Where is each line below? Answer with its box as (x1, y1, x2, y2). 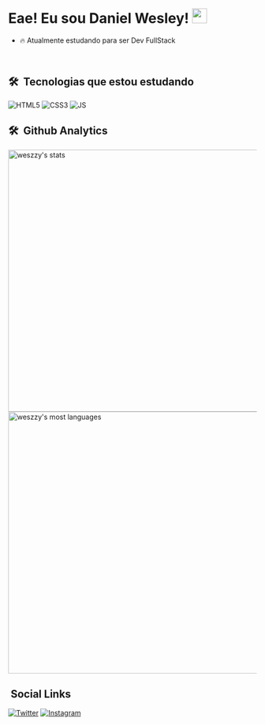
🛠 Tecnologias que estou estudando (8, 75, 195, 89)
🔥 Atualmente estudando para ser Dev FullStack (19, 36, 176, 45)
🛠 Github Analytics (8, 124, 108, 138)
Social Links (10, 687, 72, 700)
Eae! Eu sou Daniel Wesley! (8, 9, 189, 28)
